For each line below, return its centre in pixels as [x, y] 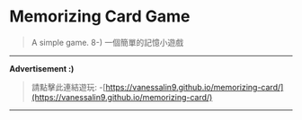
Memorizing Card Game [100, 17]
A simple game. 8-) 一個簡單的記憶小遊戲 [107, 42]
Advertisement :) [42, 68]
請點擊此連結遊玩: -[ [68, 87]
